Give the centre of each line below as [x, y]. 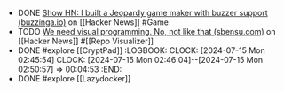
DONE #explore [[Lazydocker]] [74, 78]
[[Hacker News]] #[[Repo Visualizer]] [85, 41]
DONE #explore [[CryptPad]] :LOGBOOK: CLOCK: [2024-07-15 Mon [141, 50]
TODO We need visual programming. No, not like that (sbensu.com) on [146, 31]
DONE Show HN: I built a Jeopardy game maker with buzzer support [142, 13]
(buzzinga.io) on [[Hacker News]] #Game [93, 22]
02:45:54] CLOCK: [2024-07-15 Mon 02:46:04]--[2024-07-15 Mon [140, 60]
